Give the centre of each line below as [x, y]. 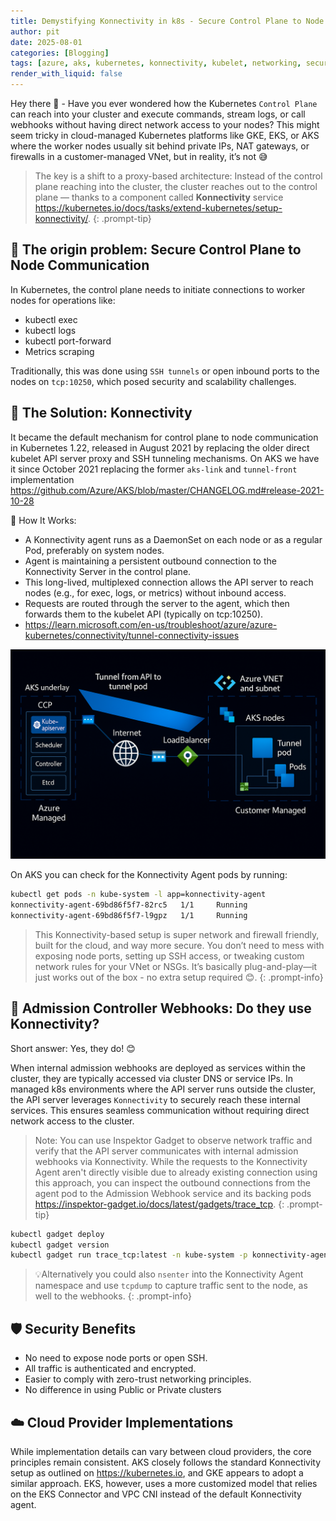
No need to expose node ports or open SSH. [116, 1358]
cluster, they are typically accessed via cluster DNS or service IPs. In [151, 1078]
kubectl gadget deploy [57, 1234]
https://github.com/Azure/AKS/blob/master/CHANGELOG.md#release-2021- [167, 490]
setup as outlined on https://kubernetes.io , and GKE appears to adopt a [157, 1472]
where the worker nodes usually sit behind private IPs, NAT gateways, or [160, 146]
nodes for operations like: [63, 300]
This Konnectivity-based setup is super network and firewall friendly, [177, 934]
